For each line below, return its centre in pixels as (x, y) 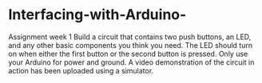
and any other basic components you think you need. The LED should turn (131, 45)
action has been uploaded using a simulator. (81, 70)
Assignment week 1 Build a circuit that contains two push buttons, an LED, (130, 37)
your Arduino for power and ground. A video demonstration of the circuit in (131, 62)
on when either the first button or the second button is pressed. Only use (128, 53)
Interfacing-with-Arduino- (97, 15)
